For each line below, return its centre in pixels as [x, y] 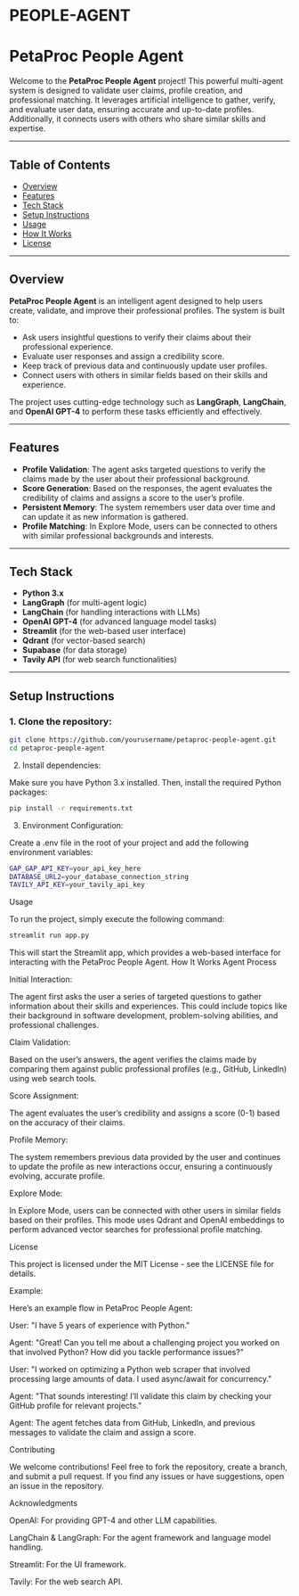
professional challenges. [54, 1025]
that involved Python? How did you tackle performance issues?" [127, 1353]
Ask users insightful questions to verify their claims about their [137, 337]
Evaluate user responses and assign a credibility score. [123, 356]
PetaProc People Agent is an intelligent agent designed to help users [136, 300]
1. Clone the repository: [61, 721]
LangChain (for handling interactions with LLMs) [111, 613]
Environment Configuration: [73, 825]
